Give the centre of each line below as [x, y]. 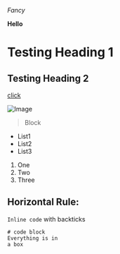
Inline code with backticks [46, 219]
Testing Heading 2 [48, 78]
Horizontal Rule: [43, 202]
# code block [26, 232]
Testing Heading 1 [60, 53]
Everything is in [33, 238]
